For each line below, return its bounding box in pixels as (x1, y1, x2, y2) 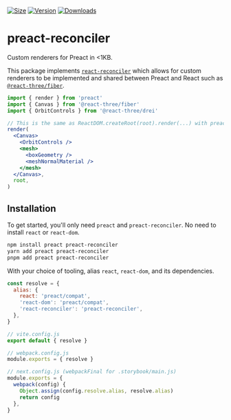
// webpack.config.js (7, 349, 69, 357)
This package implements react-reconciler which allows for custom (7, 66, 201, 75)
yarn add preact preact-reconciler (7, 247, 109, 254)
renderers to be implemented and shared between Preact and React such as (7, 74, 223, 82)
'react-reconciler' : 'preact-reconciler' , (19, 306, 143, 313)
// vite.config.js (7, 331, 60, 338)
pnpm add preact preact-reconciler (7, 254, 109, 261)
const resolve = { (7, 280, 60, 287)
